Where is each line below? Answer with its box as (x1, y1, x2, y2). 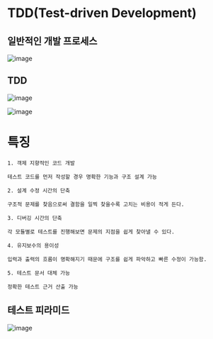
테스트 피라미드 (7, 304, 70, 316)
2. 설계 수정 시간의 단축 (7, 187, 71, 194)
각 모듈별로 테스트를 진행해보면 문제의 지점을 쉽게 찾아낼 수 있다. (7, 228, 175, 235)
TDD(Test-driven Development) (7, 5, 197, 21)
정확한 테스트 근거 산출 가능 (7, 283, 79, 290)
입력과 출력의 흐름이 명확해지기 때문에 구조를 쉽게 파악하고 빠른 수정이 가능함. (7, 255, 207, 263)
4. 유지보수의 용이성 (7, 242, 59, 249)
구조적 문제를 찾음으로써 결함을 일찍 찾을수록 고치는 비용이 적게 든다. (7, 201, 185, 208)
